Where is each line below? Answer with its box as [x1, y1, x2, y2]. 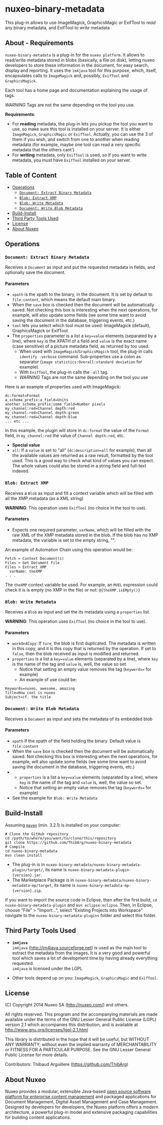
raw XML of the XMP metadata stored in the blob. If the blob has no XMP [12, 532, 159, 538]
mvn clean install [5, 853, 42, 858]
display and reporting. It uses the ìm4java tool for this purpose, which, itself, [5, 67, 157, 73]
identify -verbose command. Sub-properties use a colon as [19, 354, 141, 360]
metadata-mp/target [12, 883, 52, 888]
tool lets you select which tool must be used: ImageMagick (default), [12, 323, 151, 328]
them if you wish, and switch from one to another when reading [12, 136, 140, 142]
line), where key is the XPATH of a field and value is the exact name [12, 338, 147, 344]
